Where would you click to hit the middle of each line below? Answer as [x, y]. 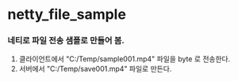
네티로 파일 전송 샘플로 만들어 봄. [66, 41]
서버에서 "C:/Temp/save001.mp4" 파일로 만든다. [95, 69]
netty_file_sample [67, 15]
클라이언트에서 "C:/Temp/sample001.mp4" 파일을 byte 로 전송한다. [125, 59]
